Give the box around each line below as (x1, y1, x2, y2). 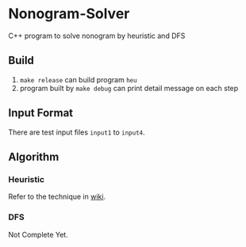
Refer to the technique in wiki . (8, 192, 106, 202)
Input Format (8, 106, 74, 120)
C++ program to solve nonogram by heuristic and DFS (8, 31, 186, 40)
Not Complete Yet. (8, 230, 69, 239)
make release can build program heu (19, 74, 137, 84)
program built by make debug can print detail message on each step (19, 83, 239, 93)
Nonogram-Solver (8, 5, 130, 23)
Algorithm (8, 150, 60, 163)
